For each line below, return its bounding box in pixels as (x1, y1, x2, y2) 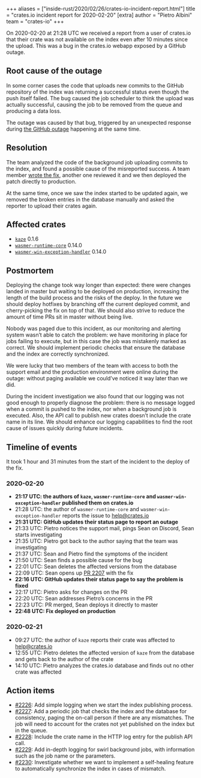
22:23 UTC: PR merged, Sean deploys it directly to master (14, 601, 158, 608)
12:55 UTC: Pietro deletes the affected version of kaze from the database (14, 649, 195, 656)
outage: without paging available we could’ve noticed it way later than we (6, 375, 188, 382)
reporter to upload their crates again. (6, 202, 98, 209)
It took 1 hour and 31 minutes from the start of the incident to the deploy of (6, 458, 190, 465)
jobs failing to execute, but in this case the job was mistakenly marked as (6, 338, 187, 345)
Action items (6, 686, 55, 696)
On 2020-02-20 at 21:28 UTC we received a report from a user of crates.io (6, 29, 191, 37)
